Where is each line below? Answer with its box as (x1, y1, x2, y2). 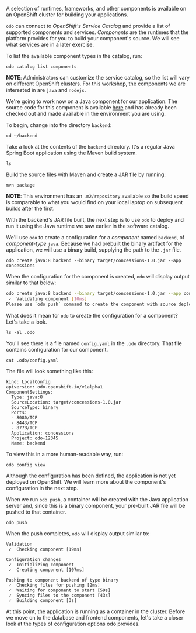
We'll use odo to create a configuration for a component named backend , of (6, 234, 185, 240)
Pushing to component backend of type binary (6, 577, 118, 583)
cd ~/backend (6, 133, 38, 139)
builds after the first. (6, 205, 55, 212)
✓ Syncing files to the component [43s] (8, 592, 111, 598)
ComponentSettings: (6, 389, 54, 395)
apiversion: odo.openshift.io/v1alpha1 (6, 384, 103, 390)
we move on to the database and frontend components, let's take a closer (6, 614, 184, 621)
